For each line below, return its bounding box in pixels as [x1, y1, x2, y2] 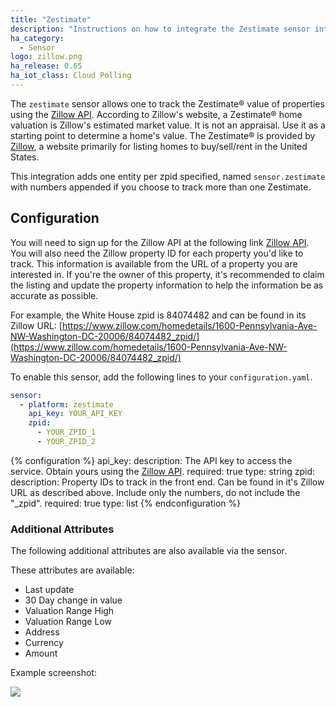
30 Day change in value [24, 594, 123, 606]
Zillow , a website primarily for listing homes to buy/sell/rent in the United [10, 140, 308, 152]
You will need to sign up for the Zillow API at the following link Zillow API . [10, 236, 310, 248]
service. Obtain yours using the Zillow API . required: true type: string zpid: [10, 465, 316, 477]
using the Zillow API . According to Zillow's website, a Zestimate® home [10, 108, 303, 120]
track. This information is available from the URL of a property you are [10, 257, 298, 270]
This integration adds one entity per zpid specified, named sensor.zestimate [10, 170, 326, 182]
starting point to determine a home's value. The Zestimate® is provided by [10, 129, 316, 141]
